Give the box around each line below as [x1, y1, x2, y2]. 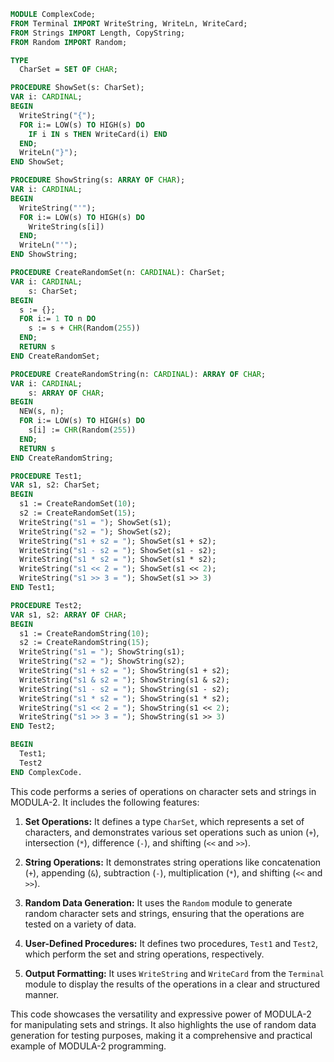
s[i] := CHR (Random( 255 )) [28, 425, 137, 435]
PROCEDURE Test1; [10, 471, 83, 481]
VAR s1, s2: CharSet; [10, 480, 101, 490]
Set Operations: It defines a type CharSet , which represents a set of [24, 815, 305, 827]
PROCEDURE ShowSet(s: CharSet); [10, 83, 145, 93]
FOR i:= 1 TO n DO [19, 314, 97, 324]
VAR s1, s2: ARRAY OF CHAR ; [10, 610, 128, 620]
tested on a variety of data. [24, 918, 137, 930]
